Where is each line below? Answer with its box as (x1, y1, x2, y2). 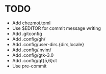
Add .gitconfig (12, 30, 42, 36)
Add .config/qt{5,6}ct (12, 57, 57, 63)
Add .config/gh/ (12, 36, 46, 42)
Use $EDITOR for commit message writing (12, 25, 101, 31)
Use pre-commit (12, 63, 47, 69)
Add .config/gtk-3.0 (12, 52, 54, 58)
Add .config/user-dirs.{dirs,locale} (12, 41, 85, 47)
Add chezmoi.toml (12, 20, 51, 26)
